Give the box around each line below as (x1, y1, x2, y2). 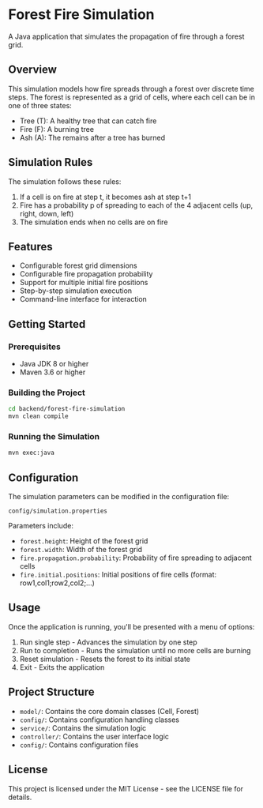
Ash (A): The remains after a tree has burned (19, 133, 166, 142)
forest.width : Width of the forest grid (19, 545, 143, 554)
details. (8, 792, 32, 802)
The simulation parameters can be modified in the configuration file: (8, 492, 230, 502)
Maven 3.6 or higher (19, 367, 86, 377)
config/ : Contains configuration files (19, 740, 139, 750)
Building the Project (8, 387, 85, 398)
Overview (8, 63, 58, 77)
